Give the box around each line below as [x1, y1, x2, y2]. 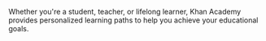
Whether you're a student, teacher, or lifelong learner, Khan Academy [8, 7, 242, 16]
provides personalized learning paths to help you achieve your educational [8, 15, 259, 25]
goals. [8, 24, 29, 33]
